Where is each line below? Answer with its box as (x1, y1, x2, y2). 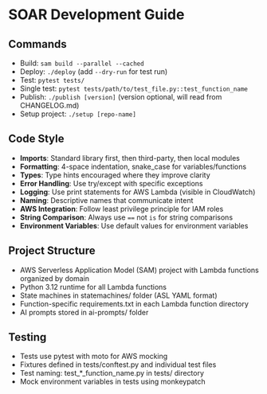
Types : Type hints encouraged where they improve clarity (19, 170, 211, 180)
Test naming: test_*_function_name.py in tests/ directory (19, 369, 205, 378)
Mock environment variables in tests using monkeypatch (19, 376, 206, 387)
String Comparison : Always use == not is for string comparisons (19, 213, 234, 222)
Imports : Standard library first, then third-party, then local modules (19, 153, 241, 162)
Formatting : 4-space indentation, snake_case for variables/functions (19, 162, 247, 171)
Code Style (8, 132, 65, 146)
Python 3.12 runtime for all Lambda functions (19, 282, 167, 291)
